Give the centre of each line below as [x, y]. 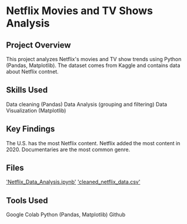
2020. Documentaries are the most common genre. [68, 149]
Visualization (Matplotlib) [36, 111]
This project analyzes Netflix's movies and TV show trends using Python [94, 59]
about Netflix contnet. [32, 71]
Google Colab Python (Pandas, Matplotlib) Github [66, 215]
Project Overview [39, 45]
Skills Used [27, 90]
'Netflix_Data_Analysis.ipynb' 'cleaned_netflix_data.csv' [73, 182]
